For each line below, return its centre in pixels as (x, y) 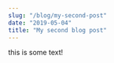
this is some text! (36, 53)
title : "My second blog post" (58, 30)
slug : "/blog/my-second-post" (58, 15)
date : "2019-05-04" (40, 23)
